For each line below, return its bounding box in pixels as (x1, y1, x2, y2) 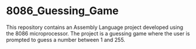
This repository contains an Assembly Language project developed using (6, 24, 184, 31)
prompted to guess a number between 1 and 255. (6, 36, 125, 43)
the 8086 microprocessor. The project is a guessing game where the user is (6, 30, 190, 37)
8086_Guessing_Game (6, 4, 119, 18)
